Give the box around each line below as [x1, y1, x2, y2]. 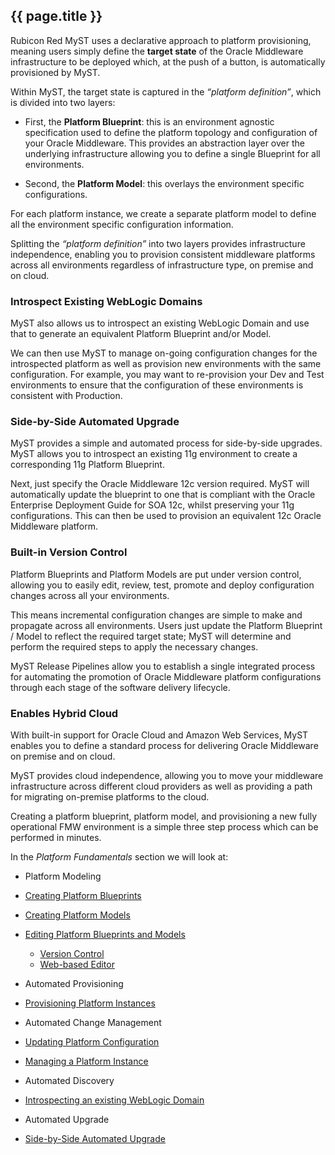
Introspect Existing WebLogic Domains [10, 294, 203, 308]
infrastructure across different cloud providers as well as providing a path [10, 780, 313, 792]
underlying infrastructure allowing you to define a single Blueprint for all [24, 147, 321, 159]
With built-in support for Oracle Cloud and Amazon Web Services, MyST [10, 729, 309, 741]
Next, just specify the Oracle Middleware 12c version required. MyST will [10, 478, 310, 490]
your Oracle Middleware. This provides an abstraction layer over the [24, 137, 305, 149]
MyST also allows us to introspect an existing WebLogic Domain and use [10, 317, 310, 329]
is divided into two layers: [10, 96, 116, 108]
